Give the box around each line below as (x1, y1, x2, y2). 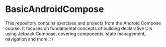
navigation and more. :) (5, 36, 53, 42)
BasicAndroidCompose (5, 3, 104, 15)
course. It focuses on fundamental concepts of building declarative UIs (5, 25, 152, 31)
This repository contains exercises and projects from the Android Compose (5, 20, 161, 26)
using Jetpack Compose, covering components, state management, (5, 30, 146, 36)
